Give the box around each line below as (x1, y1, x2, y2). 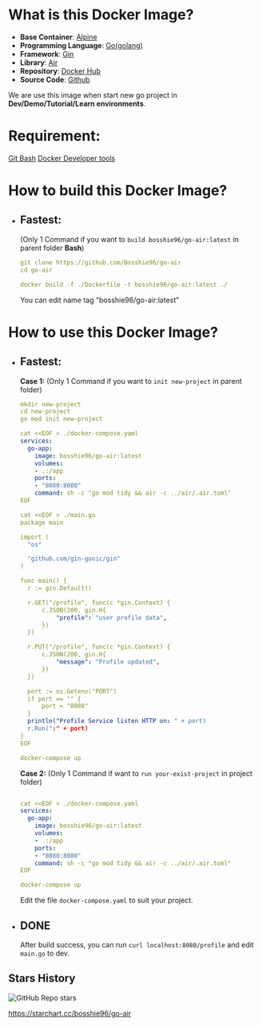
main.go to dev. (19, 948, 70, 958)
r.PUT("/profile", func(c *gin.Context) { (27, 643, 171, 651)
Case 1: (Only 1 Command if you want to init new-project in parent (19, 376, 242, 386)
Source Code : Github (19, 75, 90, 84)
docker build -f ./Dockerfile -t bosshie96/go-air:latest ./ (19, 281, 228, 289)
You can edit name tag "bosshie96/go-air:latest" (19, 295, 180, 305)
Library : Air (19, 58, 58, 67)
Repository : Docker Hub (19, 66, 101, 75)
